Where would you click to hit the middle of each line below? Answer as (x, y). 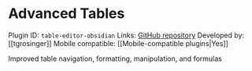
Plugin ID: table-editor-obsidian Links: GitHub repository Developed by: (126, 35)
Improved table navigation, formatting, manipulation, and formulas (115, 59)
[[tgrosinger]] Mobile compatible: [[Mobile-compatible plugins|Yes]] (118, 43)
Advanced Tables (67, 14)
